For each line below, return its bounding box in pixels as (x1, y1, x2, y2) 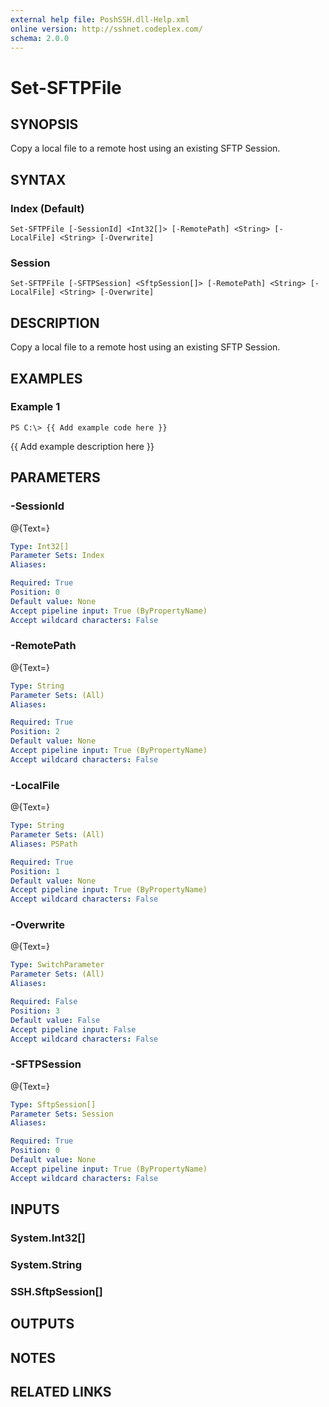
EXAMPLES (10, 370, 83, 387)
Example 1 (10, 400, 61, 414)
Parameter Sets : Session (10, 1109, 114, 1119)
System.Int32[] (10, 1231, 86, 1245)
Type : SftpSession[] (10, 1099, 97, 1110)
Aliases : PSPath (10, 839, 78, 849)
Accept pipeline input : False (10, 1024, 137, 1035)
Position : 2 (10, 727, 60, 737)
